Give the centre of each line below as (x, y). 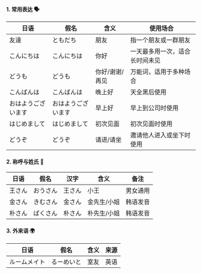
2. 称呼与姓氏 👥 (25, 161)
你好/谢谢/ (110, 72)
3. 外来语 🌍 (21, 231)
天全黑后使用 (148, 92)
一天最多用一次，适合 (160, 51)
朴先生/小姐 (104, 213)
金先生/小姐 (104, 202)
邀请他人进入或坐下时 (160, 135)
